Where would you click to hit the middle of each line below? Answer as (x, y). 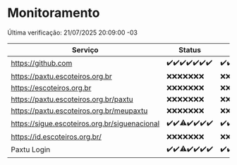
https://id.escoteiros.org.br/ (56, 137)
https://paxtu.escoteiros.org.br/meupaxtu (79, 111)
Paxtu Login (31, 149)
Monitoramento (54, 13)
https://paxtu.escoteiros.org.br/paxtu (72, 99)
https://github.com (42, 63)
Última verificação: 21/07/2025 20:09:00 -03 (72, 32)
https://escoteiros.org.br (51, 87)
